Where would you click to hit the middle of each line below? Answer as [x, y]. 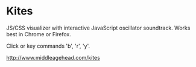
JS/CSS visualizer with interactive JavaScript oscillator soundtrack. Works [98, 28]
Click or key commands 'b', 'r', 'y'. [48, 46]
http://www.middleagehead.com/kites [53, 57]
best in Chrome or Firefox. [39, 34]
